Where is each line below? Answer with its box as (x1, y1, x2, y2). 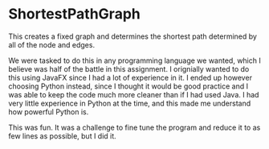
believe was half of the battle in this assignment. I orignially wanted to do (8, 64, 250, 73)
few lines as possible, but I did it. (8, 130, 116, 141)
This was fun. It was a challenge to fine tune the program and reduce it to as (8, 122, 261, 132)
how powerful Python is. (8, 106, 89, 117)
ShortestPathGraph (8, 5, 141, 23)
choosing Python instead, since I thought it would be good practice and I (8, 81, 249, 91)
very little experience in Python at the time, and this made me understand (8, 98, 251, 108)
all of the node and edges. (8, 39, 95, 49)
